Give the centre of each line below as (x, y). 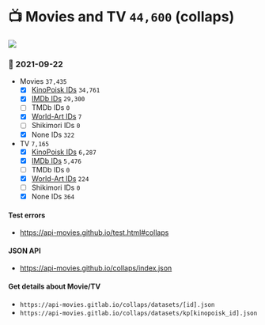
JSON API (25, 251)
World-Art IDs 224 (60, 178)
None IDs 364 (53, 196)
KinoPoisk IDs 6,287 (64, 152)
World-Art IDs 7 (57, 116)
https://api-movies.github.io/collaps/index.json (96, 268)
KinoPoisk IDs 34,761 (66, 90)
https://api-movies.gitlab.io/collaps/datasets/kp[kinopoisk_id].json (138, 313)
